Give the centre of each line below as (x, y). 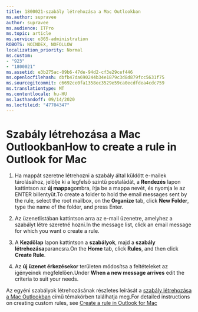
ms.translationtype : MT (35, 89)
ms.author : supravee (32, 17)
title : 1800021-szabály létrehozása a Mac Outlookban (74, 12)
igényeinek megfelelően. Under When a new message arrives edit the (99, 273)
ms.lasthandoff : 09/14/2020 (41, 99)
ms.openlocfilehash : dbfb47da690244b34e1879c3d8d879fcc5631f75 (85, 77)
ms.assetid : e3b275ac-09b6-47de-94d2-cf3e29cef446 (70, 72)
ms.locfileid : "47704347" (38, 105)
